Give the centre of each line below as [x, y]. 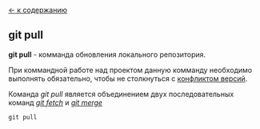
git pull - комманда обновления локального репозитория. [107, 54]
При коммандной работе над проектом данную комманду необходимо [130, 70]
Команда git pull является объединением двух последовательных [121, 94]
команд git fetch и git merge [55, 103]
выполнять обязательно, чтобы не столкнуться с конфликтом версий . [128, 79]
